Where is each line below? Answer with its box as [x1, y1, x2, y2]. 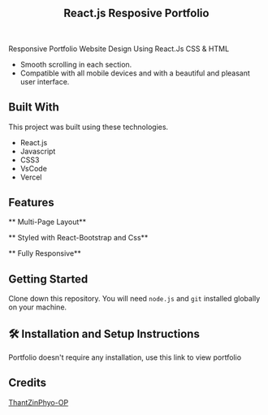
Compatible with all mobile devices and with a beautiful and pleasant [19, 68, 250, 78]
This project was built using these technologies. [8, 122, 169, 132]
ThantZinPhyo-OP [8, 397, 69, 407]
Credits [8, 376, 47, 390]
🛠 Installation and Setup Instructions [8, 326, 201, 340]
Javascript [19, 146, 56, 156]
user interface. [19, 76, 70, 86]
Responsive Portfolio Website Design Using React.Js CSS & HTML [8, 44, 230, 54]
